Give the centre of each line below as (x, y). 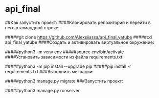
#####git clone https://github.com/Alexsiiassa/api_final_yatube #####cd (79, 37)
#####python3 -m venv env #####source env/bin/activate (65, 52)
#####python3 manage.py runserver (42, 90)
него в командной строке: (32, 27)
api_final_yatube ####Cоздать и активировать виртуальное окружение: (79, 42)
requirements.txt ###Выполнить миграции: (49, 71)
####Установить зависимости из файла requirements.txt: (64, 57)
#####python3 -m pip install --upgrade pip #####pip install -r (68, 66)
